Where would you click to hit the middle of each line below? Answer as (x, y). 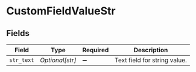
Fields (18, 33)
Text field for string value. (150, 60)
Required (96, 50)
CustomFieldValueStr (61, 11)
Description (151, 50)
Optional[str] (58, 60)
